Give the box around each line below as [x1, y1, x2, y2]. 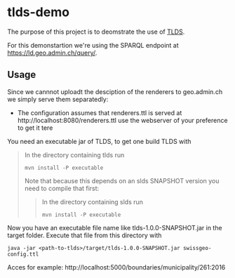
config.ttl [7, 251, 39, 258]
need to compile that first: [24, 184, 100, 192]
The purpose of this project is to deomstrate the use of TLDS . [7, 27, 185, 36]
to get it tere [17, 124, 53, 132]
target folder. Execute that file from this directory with [7, 231, 162, 239]
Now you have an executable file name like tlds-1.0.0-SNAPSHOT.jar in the [7, 223, 222, 232]
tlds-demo [7, 4, 70, 20]
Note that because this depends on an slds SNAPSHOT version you [24, 176, 220, 185]
